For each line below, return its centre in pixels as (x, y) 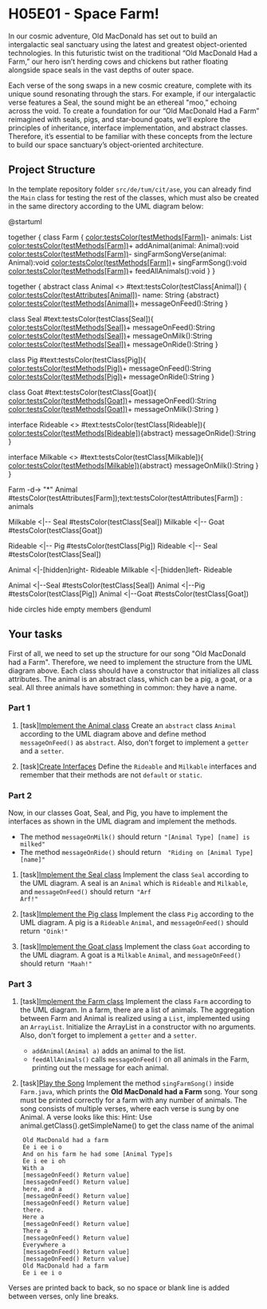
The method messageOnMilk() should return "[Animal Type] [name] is (135, 837)
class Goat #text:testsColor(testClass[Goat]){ (82, 392)
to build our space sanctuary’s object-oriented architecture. (106, 144)
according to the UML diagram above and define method (113, 734)
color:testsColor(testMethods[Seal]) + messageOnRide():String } (114, 344)
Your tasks (35, 634)
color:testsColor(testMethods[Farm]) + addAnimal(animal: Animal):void (124, 245)
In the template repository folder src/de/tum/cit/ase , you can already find (130, 189)
